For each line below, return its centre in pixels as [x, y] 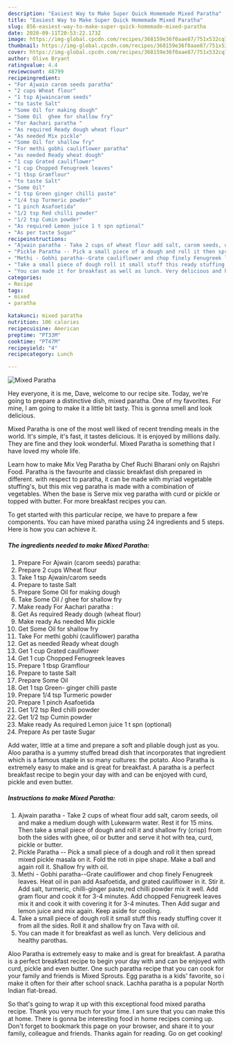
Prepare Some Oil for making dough [69, 592]
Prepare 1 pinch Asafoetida [56, 703]
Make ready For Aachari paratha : [65, 607]
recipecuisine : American [44, 328]
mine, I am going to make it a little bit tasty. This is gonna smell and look [110, 408]
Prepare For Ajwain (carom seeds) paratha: [79, 563]
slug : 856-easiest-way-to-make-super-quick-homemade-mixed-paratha [107, 26]
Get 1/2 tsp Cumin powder [55, 717]
